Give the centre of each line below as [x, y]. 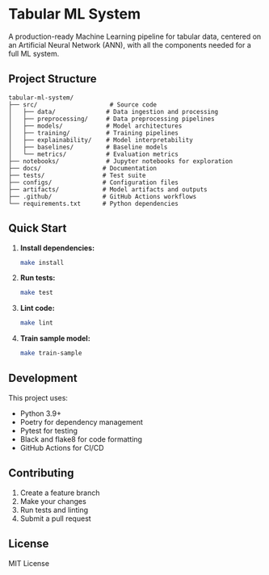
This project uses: [38, 397]
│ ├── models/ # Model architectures [95, 126]
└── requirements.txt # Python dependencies [94, 204]
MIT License [29, 563]
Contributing [41, 473]
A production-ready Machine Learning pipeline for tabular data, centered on [135, 36]
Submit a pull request [55, 518]
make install [42, 262]
